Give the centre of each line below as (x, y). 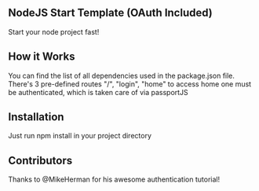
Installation (36, 117)
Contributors (40, 160)
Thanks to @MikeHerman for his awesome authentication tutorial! (114, 179)
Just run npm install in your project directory (80, 136)
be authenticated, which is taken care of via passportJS (98, 92)
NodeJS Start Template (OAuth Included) (111, 13)
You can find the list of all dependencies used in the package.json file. (122, 75)
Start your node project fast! (54, 31)
